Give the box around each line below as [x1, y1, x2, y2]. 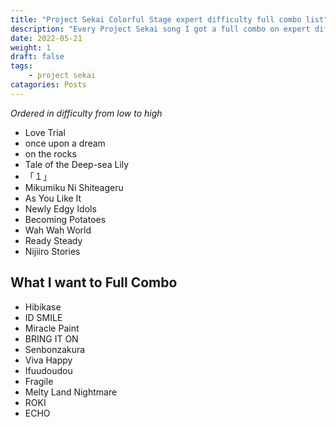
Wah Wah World [24, 224, 92, 236]
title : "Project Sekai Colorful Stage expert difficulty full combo [10, 14, 302, 25]
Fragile [24, 375, 54, 387]
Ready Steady [24, 234, 83, 246]
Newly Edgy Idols [24, 202, 97, 215]
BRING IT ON [24, 332, 79, 345]
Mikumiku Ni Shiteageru [24, 181, 124, 193]
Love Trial [24, 126, 66, 138]
